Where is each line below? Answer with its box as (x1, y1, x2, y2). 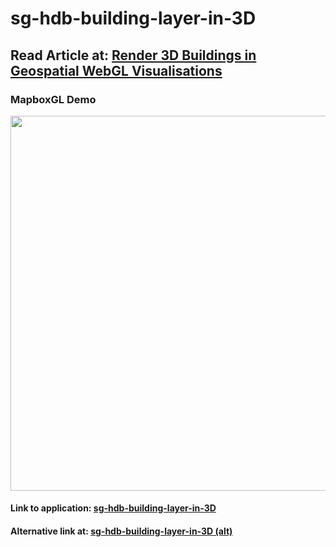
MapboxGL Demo (10, 92, 97, 106)
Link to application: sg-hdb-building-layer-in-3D (10, 502, 217, 514)
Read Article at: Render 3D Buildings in (10, 47, 257, 64)
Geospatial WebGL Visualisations (10, 62, 223, 79)
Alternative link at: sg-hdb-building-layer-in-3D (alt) (10, 525, 233, 537)
